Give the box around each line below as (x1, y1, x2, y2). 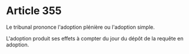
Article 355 (6, 4, 62, 18)
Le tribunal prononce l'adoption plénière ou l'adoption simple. (6, 23, 155, 31)
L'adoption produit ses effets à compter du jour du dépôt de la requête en (6, 35, 184, 42)
